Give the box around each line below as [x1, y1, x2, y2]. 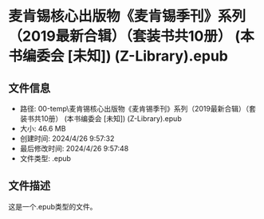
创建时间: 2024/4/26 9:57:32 [19, 134, 115, 143]
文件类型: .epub [19, 154, 72, 163]
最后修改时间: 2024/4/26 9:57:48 [19, 144, 129, 153]
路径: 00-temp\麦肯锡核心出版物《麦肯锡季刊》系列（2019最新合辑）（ [19, 104, 250, 113]
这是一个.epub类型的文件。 [8, 201, 97, 211]
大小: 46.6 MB [19, 124, 66, 133]
